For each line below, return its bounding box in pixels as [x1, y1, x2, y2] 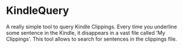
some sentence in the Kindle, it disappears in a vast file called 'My [6, 29, 165, 36]
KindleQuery [6, 4, 69, 17]
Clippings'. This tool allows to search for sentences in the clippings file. [6, 35, 177, 42]
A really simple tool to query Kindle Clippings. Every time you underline [6, 23, 177, 30]
